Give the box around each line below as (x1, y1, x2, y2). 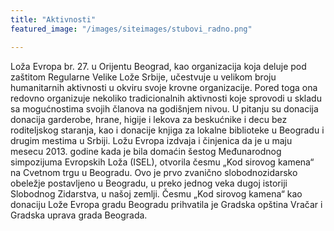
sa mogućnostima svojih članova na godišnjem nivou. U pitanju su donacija (10, 102, 319, 115)
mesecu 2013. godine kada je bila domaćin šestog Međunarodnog (10, 145, 282, 157)
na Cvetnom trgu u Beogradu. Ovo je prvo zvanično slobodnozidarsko (10, 166, 298, 178)
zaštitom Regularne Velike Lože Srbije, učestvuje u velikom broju (10, 71, 277, 83)
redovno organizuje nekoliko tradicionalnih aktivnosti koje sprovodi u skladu (10, 92, 322, 104)
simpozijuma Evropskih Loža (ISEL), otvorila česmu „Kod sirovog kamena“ (10, 156, 315, 168)
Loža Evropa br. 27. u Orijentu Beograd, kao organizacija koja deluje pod (10, 60, 307, 72)
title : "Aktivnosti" (10, 14, 97, 25)
